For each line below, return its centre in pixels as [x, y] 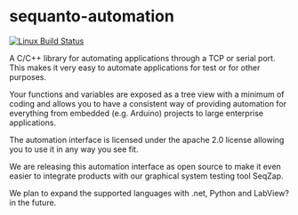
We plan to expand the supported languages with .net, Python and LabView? [149, 193]
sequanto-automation [92, 16]
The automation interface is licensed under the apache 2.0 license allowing [147, 139]
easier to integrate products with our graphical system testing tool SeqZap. [146, 176]
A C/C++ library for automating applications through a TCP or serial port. [142, 58]
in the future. [33, 203]
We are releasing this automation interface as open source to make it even [145, 166]
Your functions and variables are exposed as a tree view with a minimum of [147, 94]
